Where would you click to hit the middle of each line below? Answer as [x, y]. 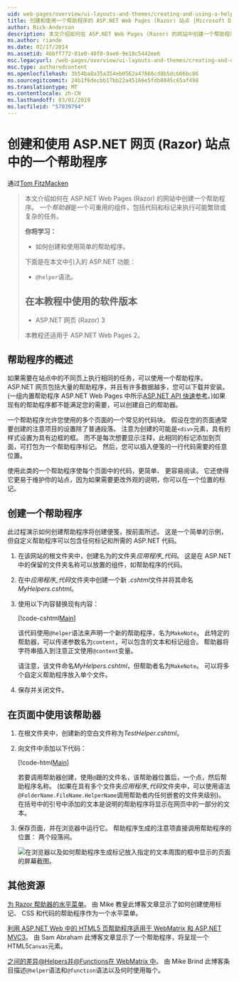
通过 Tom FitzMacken [38, 183]
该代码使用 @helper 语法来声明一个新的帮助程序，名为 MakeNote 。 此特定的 [123, 633]
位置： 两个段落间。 [47, 837]
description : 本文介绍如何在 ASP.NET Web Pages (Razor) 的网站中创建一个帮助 [116, 34]
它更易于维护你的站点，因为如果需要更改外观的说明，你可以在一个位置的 [113, 480]
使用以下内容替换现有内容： [58, 604]
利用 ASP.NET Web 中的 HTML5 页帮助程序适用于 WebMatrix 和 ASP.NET [115, 928]
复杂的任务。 [43, 216]
